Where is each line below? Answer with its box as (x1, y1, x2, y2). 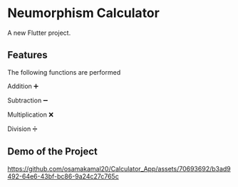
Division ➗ (7, 124, 38, 133)
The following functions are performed (7, 68, 121, 76)
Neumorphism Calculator (7, 5, 160, 21)
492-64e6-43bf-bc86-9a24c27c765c (7, 172, 119, 181)
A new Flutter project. (7, 28, 71, 37)
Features (7, 49, 48, 61)
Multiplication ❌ (7, 110, 54, 119)
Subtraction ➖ (7, 96, 48, 105)
